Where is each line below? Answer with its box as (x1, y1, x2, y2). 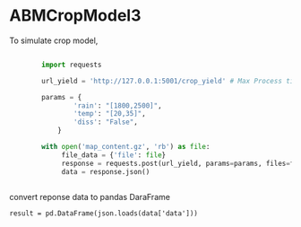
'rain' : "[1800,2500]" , (73, 100, 163, 110)
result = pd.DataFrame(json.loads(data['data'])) (9, 209, 199, 218)
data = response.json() (61, 167, 150, 176)
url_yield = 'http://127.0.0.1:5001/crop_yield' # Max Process (41, 76, 282, 85)
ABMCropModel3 (9, 5, 142, 26)
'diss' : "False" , (73, 118, 139, 127)
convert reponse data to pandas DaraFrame (9, 192, 170, 203)
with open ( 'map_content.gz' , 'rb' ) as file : (41, 143, 211, 152)
